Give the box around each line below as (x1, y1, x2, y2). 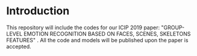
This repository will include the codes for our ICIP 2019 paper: (6, 24, 160, 31)
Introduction (6, 4, 70, 18)
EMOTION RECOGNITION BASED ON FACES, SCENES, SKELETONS (23, 30, 191, 37)
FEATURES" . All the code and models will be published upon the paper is (6, 36, 189, 43)
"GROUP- (161, 24, 185, 31)
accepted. (6, 43, 31, 50)
